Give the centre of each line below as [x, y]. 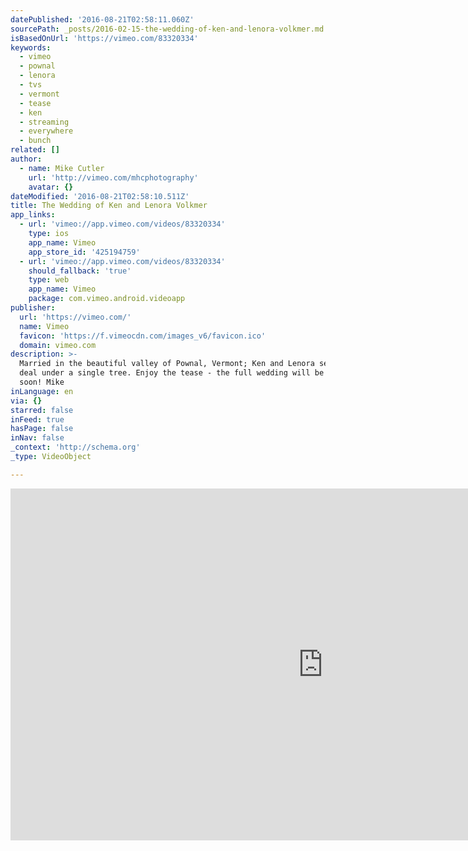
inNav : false [37, 438]
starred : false [42, 410]
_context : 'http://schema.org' [75, 447]
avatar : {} [51, 187]
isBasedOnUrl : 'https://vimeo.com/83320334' [104, 38]
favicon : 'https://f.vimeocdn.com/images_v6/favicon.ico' [143, 336]
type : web [49, 280]
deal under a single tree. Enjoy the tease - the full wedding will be [172, 373]
